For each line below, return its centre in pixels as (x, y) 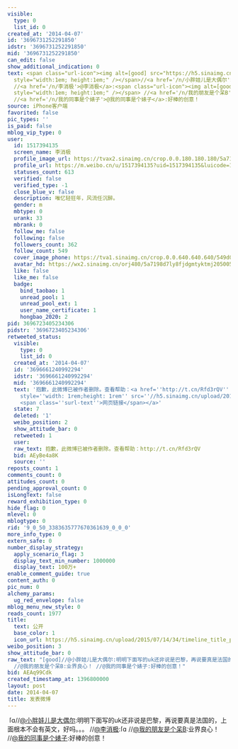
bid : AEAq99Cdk (30, 673)
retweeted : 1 (33, 435)
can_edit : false (31, 60)
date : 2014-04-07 (33, 692)
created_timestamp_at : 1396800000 (58, 680)
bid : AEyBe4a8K (36, 455)
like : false (32, 271)
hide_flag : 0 (27, 508)
